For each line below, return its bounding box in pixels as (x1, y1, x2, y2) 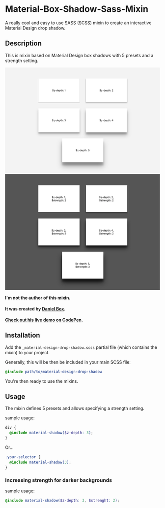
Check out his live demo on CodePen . (5, 317, 83, 323)
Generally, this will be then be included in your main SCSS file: (5, 359, 131, 365)
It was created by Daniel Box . (5, 306, 66, 312)
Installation (5, 331, 40, 339)
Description (5, 39, 42, 48)
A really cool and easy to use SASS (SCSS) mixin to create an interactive (5, 20, 152, 26)
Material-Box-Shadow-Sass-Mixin (5, 3, 149, 15)
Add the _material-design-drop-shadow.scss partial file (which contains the (5, 344, 157, 350)
